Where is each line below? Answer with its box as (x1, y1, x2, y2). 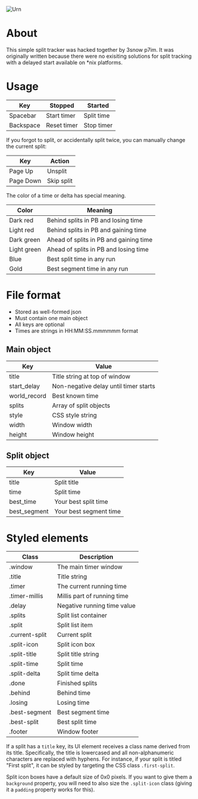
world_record (9, 391, 46, 399)
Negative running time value (57, 602, 136, 610)
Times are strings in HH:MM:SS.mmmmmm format (14, 327, 139, 334)
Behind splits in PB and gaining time (46, 225, 147, 234)
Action (50, 157, 70, 165)
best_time (9, 498, 37, 506)
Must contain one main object (14, 314, 88, 321)
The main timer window (57, 563, 123, 571)
